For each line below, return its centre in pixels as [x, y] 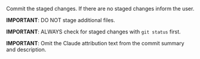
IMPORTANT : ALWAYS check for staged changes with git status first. [93, 32]
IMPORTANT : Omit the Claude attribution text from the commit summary [95, 43]
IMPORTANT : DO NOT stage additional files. [61, 20]
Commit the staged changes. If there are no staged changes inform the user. [100, 9]
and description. [26, 49]
